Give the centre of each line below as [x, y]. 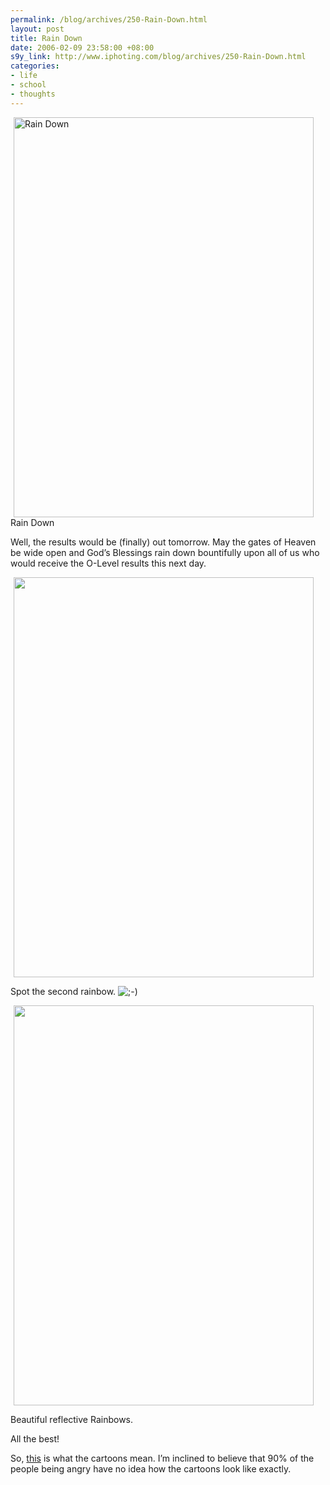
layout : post [37, 29]
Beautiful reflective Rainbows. [72, 1419]
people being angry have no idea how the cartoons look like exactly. [151, 1468]
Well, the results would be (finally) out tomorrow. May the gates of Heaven [163, 542]
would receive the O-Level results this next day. [108, 563]
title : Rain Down [46, 38]
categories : [35, 66]
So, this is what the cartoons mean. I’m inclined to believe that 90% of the [162, 1458]
